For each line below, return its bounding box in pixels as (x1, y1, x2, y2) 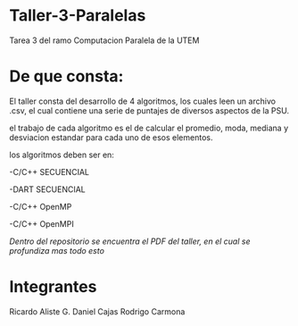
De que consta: (9, 66, 124, 87)
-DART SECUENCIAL (9, 184, 87, 195)
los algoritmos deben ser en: (9, 149, 114, 160)
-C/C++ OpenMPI (9, 218, 74, 229)
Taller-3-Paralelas (9, 5, 146, 26)
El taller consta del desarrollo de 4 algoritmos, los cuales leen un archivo (9, 96, 277, 106)
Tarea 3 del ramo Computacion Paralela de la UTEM (9, 35, 200, 46)
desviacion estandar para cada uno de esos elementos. (9, 131, 213, 143)
